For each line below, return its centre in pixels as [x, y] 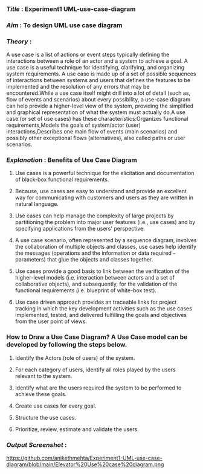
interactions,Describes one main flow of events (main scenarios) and [92, 132]
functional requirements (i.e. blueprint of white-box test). [86, 290]
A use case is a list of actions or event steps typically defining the [88, 55]
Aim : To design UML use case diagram [64, 25]
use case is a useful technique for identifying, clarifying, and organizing [95, 68]
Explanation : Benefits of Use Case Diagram [72, 160]
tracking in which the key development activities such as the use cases [103, 309]
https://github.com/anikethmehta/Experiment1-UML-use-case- [85, 458]
